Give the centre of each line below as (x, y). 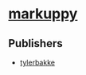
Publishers (35, 43)
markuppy (43, 14)
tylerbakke (37, 62)
